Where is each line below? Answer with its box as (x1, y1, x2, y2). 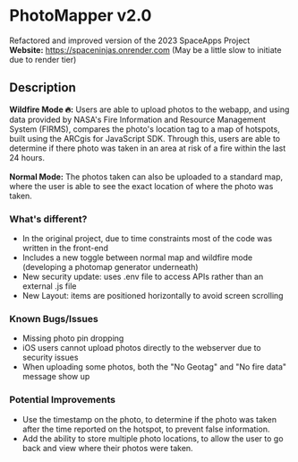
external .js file (21, 281, 77, 292)
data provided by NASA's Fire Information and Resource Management (9, 114, 267, 125)
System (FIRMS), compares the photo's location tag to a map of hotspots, (9, 123, 280, 135)
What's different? (9, 213, 88, 225)
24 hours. (9, 152, 45, 162)
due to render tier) (9, 54, 77, 65)
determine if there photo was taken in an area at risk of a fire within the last (9, 143, 286, 153)
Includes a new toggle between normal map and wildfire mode (21, 252, 253, 263)
